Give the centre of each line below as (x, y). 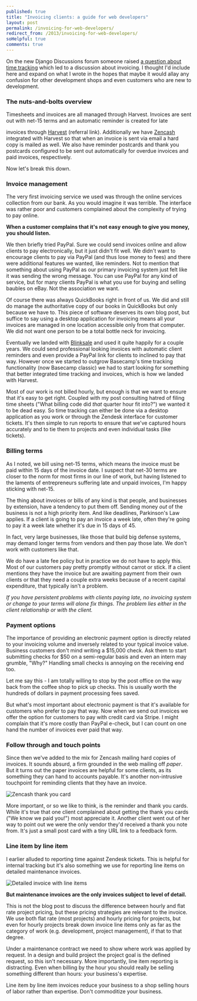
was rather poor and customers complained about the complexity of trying (96, 209)
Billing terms (24, 451)
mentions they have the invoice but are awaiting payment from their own (94, 573)
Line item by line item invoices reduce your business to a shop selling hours (98, 985)
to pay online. (23, 215)
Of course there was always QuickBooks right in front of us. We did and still (98, 300)
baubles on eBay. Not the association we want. (63, 288)
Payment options (31, 625)
